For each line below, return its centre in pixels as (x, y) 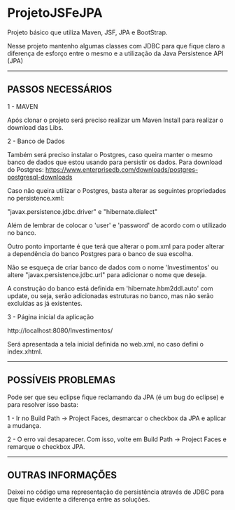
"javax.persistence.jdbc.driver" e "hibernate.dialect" (83, 211)
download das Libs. (35, 127)
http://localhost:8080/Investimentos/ (60, 330)
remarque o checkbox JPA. (46, 446)
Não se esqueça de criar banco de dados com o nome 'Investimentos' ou (113, 267)
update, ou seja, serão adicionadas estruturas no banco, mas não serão (111, 295)
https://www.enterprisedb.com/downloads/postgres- (122, 169)
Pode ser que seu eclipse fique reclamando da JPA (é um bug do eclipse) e (116, 397)
